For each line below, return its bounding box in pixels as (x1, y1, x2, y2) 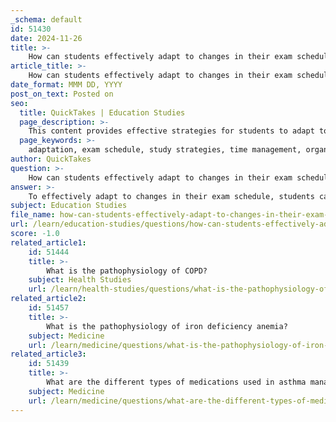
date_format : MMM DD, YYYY (10, 80, 123, 90)
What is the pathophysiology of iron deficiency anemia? (46, 321, 288, 331)
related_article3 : (10, 349, 87, 360)
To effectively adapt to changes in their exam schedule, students (28, 191, 315, 201)
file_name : (10, 210, 56, 220)
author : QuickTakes (10, 154, 92, 164)
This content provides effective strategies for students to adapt (28, 126, 315, 136)
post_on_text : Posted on (10, 89, 114, 99)
